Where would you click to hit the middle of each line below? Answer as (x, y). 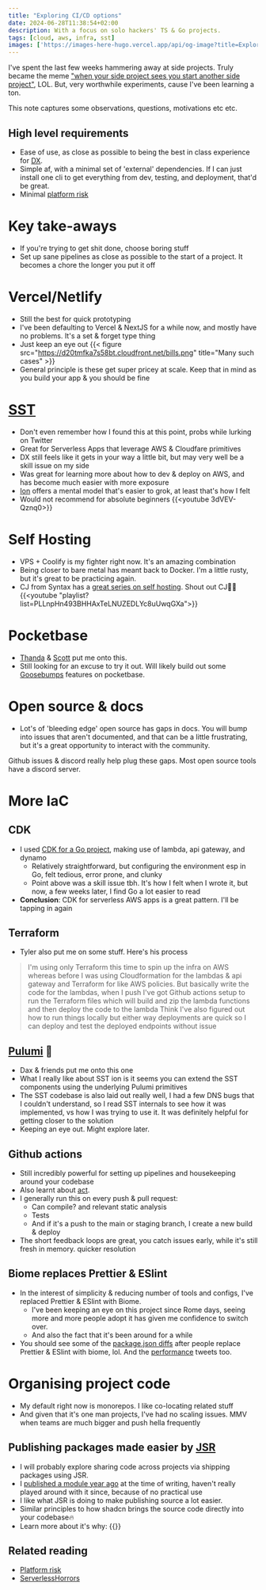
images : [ (25, 45)
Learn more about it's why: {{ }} (70, 1526)
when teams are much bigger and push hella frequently (110, 1422)
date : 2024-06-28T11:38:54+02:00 (63, 23)
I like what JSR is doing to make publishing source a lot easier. (121, 1500)
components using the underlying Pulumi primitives (103, 1087)
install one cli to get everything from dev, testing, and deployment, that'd (138, 177)
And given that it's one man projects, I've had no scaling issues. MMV (133, 1414)
